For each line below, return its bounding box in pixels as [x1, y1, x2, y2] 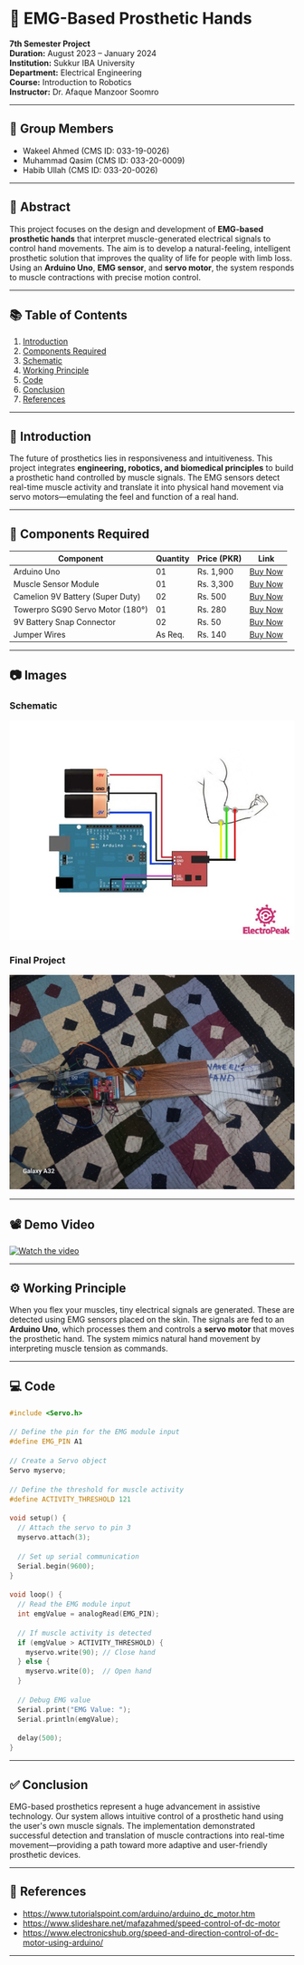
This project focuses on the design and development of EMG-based [9, 223, 264, 234]
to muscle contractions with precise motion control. [9, 271, 202, 282]
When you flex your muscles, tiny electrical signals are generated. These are [9, 1304, 295, 1315]
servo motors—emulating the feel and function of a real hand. [9, 492, 240, 503]
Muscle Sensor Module [13, 579, 100, 589]
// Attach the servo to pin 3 [17, 1523, 131, 1532]
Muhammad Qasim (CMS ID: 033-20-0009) [22, 154, 185, 166]
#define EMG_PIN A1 [9, 1437, 83, 1446]
